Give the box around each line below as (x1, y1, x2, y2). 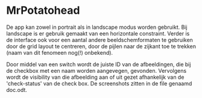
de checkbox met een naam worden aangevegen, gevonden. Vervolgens (6, 67, 187, 74)
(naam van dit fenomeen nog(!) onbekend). (6, 49, 113, 56)
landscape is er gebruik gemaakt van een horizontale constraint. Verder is (6, 29, 190, 37)
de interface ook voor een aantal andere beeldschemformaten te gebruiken (6, 36, 193, 43)
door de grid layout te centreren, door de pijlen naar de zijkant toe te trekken (6, 43, 196, 50)
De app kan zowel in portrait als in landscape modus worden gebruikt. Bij (6, 23, 188, 31)
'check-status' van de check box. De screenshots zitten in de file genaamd (6, 79, 192, 87)
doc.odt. (6, 86, 27, 93)
